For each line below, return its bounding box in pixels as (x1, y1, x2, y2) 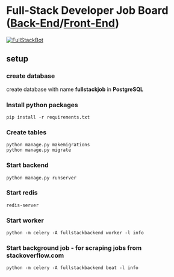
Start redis (6, 188, 38, 197)
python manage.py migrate (6, 147, 71, 154)
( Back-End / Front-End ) (6, 16, 119, 30)
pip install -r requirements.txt (6, 114, 90, 120)
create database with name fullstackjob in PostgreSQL (6, 86, 143, 93)
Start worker (6, 216, 44, 225)
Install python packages (6, 101, 78, 109)
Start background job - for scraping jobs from (6, 244, 142, 252)
